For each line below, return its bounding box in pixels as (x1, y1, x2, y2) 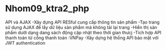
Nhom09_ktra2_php (5, 3, 89, 14)
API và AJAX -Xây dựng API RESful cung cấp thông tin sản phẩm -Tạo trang (5, 19, 160, 25)
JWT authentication (5, 40, 46, 46)
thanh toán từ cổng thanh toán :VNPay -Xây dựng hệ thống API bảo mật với (5, 35, 159, 41)
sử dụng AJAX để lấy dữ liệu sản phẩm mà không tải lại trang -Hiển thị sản (5, 24, 158, 30)
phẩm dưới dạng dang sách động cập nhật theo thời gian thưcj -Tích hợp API (5, 29, 162, 35)
